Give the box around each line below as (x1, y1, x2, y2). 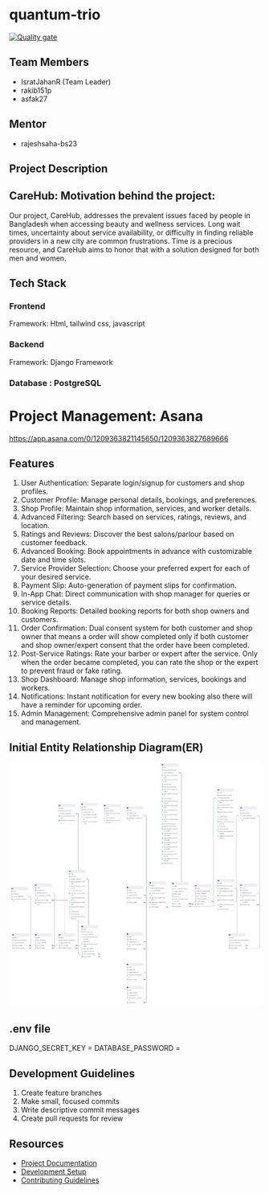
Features (9, 457, 55, 470)
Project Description (9, 162, 108, 175)
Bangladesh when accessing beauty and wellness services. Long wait (9, 219, 241, 228)
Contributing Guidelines (20, 1175, 100, 1185)
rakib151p (20, 85, 52, 95)
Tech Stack (9, 277, 67, 290)
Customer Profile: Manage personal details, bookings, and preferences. (20, 495, 258, 505)
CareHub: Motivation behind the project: (9, 189, 216, 203)
